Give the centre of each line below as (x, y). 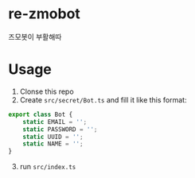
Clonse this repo (47, 91)
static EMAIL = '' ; (55, 122)
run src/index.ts (48, 167)
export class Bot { (41, 114)
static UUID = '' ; (53, 137)
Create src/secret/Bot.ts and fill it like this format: (103, 99)
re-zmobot (45, 14)
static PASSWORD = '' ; (60, 129)
